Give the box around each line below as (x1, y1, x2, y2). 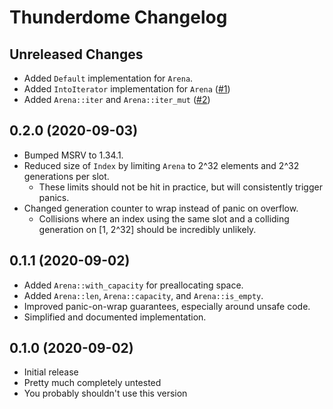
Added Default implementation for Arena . (23, 72, 194, 84)
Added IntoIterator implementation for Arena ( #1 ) (23, 83, 231, 95)
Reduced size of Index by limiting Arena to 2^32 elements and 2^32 (23, 159, 300, 171)
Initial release (23, 366, 79, 378)
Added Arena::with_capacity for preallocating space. (23, 279, 244, 291)
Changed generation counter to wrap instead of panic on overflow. (23, 202, 299, 214)
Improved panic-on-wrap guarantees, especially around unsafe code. (23, 300, 311, 312)
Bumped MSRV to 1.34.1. (23, 149, 124, 161)
